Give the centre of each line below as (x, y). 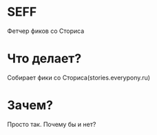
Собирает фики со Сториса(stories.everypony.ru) (78, 77)
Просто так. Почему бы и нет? (52, 124)
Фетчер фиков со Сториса (46, 31)
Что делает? (44, 59)
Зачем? (30, 105)
